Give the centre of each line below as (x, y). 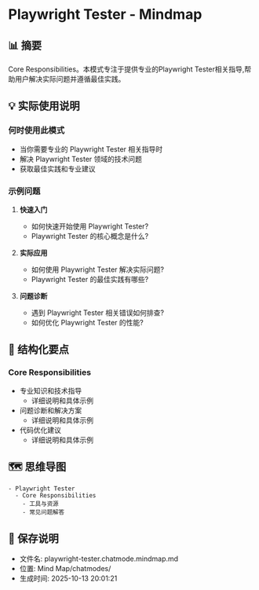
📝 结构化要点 (38, 350)
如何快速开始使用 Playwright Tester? (90, 226)
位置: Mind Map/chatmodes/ (65, 569)
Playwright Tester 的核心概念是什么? (90, 236)
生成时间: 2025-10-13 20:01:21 (68, 578)
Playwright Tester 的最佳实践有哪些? (90, 279)
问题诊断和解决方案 (51, 410)
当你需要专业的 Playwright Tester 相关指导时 (91, 149)
